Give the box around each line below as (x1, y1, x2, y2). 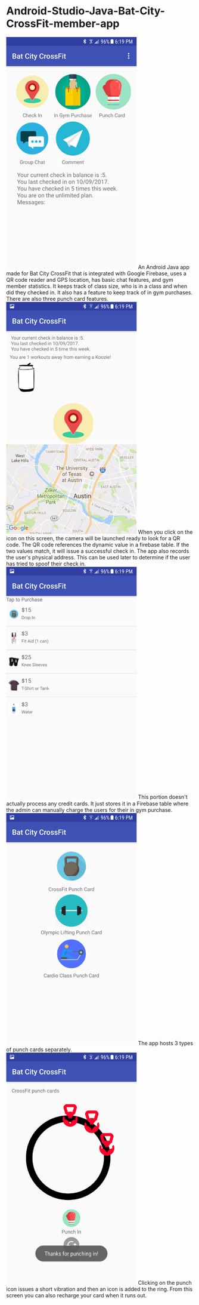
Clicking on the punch (138, 1279, 192, 1286)
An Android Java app (138, 264, 189, 271)
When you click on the (138, 528, 193, 535)
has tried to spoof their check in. (6, 560, 86, 568)
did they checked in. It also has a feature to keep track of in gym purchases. (6, 289, 192, 296)
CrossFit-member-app (6, 17, 120, 30)
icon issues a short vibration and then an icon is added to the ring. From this (6, 1285, 193, 1293)
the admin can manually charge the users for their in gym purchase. (6, 806, 173, 813)
